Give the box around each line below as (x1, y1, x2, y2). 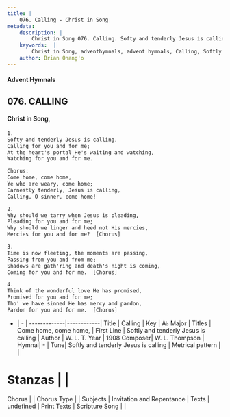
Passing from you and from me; (7, 256, 97, 263)
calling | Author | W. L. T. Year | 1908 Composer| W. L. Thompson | (16, 333, 205, 342)
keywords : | (19, 42, 57, 49)
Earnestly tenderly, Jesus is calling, (7, 186, 121, 194)
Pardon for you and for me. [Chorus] (7, 306, 118, 314)
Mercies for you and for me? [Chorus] (7, 231, 121, 238)
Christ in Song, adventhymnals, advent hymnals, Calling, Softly (31, 49, 222, 55)
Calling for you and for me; (7, 142, 90, 149)
